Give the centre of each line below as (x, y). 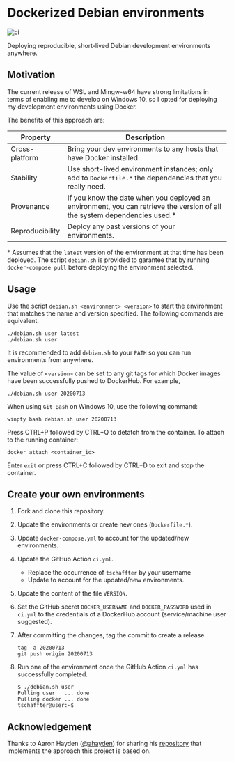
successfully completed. (53, 674)
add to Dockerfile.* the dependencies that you (145, 178)
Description (145, 137)
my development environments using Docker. (72, 107)
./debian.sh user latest (43, 333)
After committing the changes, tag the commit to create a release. (112, 635)
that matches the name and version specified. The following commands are (116, 313)
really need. (86, 186)
